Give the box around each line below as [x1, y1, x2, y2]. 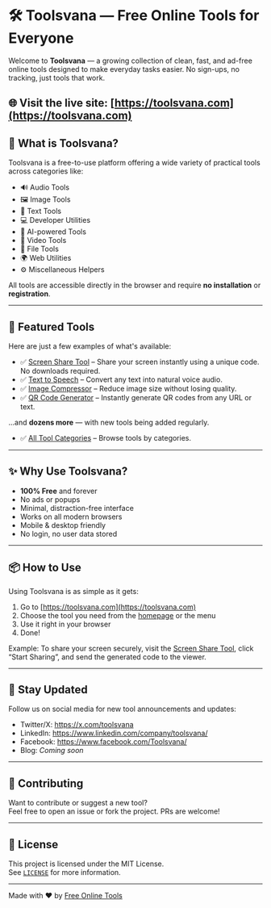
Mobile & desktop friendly [19, 520, 106, 529]
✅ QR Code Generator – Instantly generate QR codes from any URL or [19, 392, 252, 402]
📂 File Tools [19, 244, 59, 254]
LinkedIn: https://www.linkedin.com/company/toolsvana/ [19, 728, 208, 739]
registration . [8, 289, 51, 299]
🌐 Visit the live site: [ [8, 96, 115, 110]
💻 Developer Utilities [19, 215, 91, 225]
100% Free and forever [19, 486, 98, 496]
